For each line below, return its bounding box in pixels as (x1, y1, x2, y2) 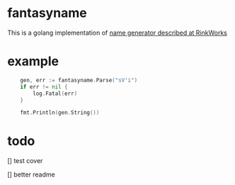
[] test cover (7, 157, 43, 165)
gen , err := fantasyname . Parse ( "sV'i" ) (20, 77, 138, 84)
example (7, 53, 59, 69)
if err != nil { (20, 83, 69, 90)
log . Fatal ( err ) (33, 90, 78, 97)
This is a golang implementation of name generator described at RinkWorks (7, 28, 228, 37)
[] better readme (7, 170, 55, 179)
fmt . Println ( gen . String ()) (20, 109, 100, 116)
